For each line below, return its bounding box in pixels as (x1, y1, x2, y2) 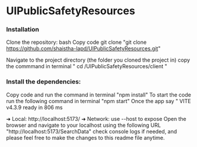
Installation (6, 25, 40, 34)
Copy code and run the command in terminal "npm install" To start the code (6, 91, 192, 98)
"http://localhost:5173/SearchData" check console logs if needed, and (6, 127, 177, 135)
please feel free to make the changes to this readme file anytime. (6, 134, 165, 141)
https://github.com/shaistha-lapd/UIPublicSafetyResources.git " (6, 45, 161, 52)
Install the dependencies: (6, 78, 81, 86)
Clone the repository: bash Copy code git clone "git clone (6, 39, 147, 46)
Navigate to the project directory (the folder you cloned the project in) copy (6, 56, 190, 63)
